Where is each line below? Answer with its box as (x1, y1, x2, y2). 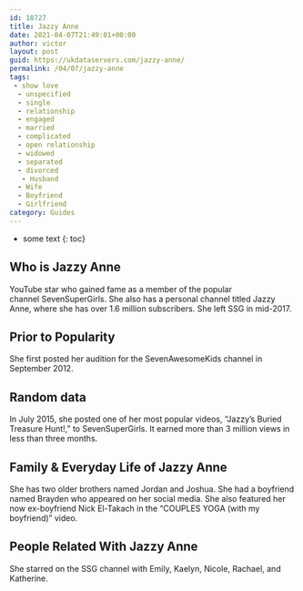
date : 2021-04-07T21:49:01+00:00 (9, 30, 136, 39)
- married (17, 124, 55, 133)
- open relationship (17, 140, 96, 149)
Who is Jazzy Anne (9, 260, 121, 275)
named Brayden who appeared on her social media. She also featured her (9, 494, 287, 504)
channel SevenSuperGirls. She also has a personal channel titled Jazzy (9, 293, 276, 304)
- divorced (17, 166, 59, 175)
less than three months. (9, 433, 98, 444)
